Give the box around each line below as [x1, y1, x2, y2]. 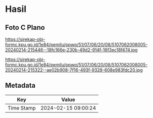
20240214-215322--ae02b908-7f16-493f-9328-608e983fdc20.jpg [5, 67, 143, 73]
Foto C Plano [5, 23, 45, 32]
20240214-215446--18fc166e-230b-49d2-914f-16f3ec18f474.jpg [5, 47, 138, 53]
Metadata [5, 81, 36, 90]
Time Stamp [7, 104, 36, 111]
